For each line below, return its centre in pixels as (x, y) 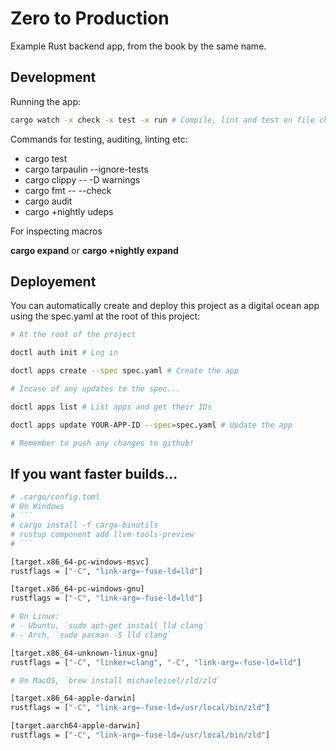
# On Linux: (35, 617)
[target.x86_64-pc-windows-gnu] (77, 589)
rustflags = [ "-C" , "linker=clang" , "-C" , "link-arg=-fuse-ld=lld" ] (156, 662)
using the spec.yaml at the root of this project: (105, 316)
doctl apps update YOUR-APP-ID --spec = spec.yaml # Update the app (151, 425)
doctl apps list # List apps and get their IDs (111, 407)
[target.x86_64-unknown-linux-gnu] (84, 653)
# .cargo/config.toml (55, 497)
